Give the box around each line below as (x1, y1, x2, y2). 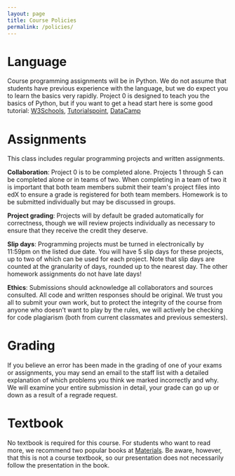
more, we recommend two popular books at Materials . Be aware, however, (7, 447, 222, 455)
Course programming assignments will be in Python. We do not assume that (7, 77, 227, 85)
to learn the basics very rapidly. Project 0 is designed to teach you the (7, 92, 210, 100)
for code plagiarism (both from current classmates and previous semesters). (7, 313, 228, 322)
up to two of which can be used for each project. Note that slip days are (7, 255, 215, 263)
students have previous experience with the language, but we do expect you (7, 84, 229, 93)
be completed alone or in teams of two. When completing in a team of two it (7, 176, 227, 184)
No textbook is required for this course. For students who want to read (7, 439, 210, 447)
